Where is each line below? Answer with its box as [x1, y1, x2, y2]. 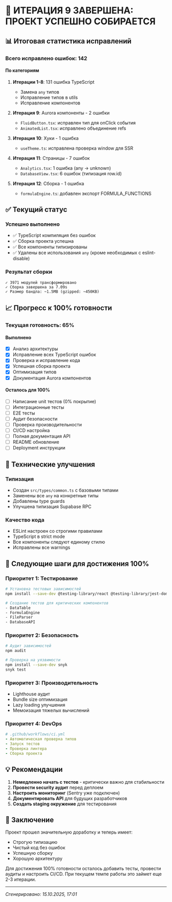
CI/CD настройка [12, 427, 50, 434]
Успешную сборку [12, 850, 53, 856]
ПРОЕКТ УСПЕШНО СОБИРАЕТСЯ [5, 15, 156, 27]
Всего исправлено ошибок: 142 [5, 55, 88, 62]
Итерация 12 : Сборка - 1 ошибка [12, 180, 84, 187]
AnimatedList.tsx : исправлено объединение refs [20, 125, 126, 131]
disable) [12, 256, 30, 262]
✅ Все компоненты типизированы [12, 244, 88, 250]
